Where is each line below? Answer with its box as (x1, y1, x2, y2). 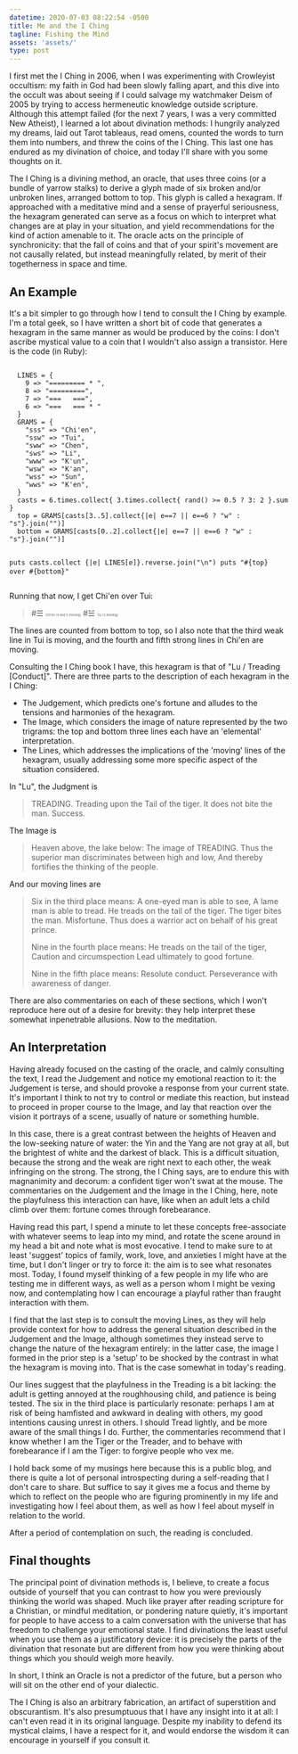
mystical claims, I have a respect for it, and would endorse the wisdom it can (9, 1725, 290, 1735)
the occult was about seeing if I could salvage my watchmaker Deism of (9, 90, 273, 101)
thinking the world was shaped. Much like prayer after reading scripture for (9, 1595, 285, 1606)
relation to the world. (9, 1510, 85, 1520)
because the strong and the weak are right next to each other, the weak (9, 1157, 271, 1167)
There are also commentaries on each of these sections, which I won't (9, 995, 267, 1006)
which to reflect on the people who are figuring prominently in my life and (9, 1491, 278, 1502)
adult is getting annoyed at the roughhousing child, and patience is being (9, 1388, 277, 1399)
